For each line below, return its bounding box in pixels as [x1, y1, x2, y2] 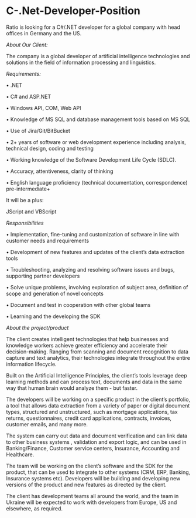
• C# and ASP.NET [6, 93, 51, 100]
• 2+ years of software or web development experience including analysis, [6, 138, 186, 145]
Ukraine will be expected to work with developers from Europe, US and [6, 499, 177, 506]
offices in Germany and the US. [6, 29, 82, 36]
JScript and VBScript [6, 208, 57, 215]
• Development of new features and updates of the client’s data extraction [6, 248, 185, 255]
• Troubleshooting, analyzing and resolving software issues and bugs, [6, 266, 175, 273]
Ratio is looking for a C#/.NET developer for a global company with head [6, 24, 180, 31]
